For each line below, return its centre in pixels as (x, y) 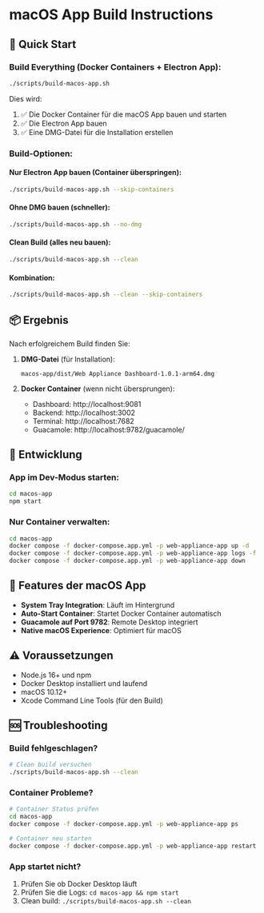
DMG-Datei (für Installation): (68, 359)
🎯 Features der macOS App (78, 586)
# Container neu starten (50, 839)
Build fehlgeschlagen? (54, 748)
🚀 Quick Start (43, 44)
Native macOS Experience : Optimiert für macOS (101, 630)
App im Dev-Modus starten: (64, 477)
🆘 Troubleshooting (58, 726)
